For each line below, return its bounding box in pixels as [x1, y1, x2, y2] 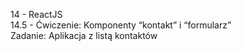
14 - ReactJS [10, 9, 63, 20]
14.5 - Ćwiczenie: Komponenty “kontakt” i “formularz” [10, 19, 232, 31]
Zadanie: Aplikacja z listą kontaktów [10, 30, 158, 41]
